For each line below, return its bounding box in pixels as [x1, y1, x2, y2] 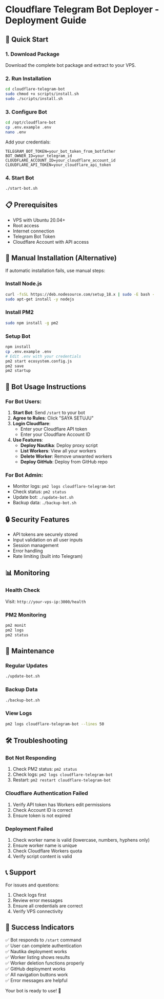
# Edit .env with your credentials [5, 354, 81, 359]
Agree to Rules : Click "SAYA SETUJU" [12, 415, 94, 421]
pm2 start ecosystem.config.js [5, 358, 72, 364]
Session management [12, 542, 59, 549]
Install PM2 [5, 308, 34, 316]
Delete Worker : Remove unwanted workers [20, 453, 112, 459]
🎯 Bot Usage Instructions [5, 382, 86, 391]
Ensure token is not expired [12, 812, 71, 819]
